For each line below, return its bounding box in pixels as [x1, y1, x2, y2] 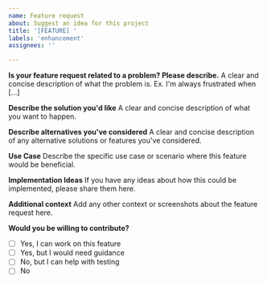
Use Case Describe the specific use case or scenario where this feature [8, 152, 247, 161]
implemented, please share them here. [8, 184, 136, 193]
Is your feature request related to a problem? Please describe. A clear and [8, 71, 259, 80]
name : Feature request [8, 11, 84, 20]
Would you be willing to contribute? [8, 224, 130, 233]
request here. [8, 208, 53, 217]
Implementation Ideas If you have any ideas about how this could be [8, 176, 237, 185]
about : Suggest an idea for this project [8, 19, 150, 27]
